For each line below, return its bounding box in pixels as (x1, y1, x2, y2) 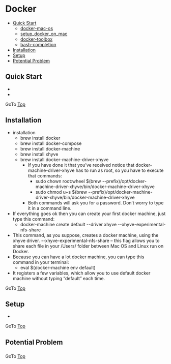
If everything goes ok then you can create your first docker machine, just (12, 210, 166, 217)
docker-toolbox (20, 36, 53, 42)
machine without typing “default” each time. (12, 275, 105, 281)
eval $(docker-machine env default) (20, 264, 96, 270)
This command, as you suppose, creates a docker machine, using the (12, 232, 159, 238)
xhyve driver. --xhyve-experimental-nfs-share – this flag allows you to (12, 237, 160, 244)
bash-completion (20, 41, 56, 47)
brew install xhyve (20, 151, 59, 157)
